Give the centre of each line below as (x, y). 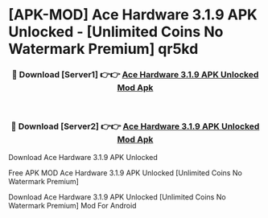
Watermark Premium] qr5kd (103, 49)
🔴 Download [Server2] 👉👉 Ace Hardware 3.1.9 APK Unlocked (135, 126)
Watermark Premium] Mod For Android (72, 205)
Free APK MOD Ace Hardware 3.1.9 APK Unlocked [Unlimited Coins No (126, 173)
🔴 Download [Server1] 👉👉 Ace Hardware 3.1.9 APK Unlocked (135, 75)
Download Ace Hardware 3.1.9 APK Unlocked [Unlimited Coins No (118, 197)
